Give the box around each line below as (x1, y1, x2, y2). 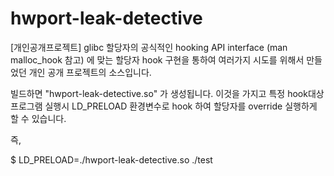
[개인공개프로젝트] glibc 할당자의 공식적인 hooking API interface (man (10, 41, 288, 53)
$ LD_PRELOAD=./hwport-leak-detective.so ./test (10, 153, 213, 166)
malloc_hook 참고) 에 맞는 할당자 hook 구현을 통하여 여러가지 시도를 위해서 (10, 53, 305, 66)
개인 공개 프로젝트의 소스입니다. (28, 66, 152, 78)
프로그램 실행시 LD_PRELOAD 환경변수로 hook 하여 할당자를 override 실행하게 (10, 100, 318, 112)
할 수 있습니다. (10, 112, 67, 124)
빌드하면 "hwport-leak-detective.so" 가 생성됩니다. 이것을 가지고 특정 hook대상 (10, 87, 325, 99)
